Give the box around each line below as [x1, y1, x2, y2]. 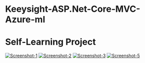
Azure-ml [5, 14, 46, 25]
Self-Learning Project [5, 36, 96, 48]
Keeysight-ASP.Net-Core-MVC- [5, 3, 141, 15]
